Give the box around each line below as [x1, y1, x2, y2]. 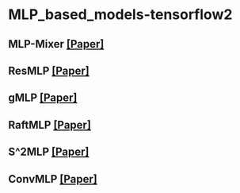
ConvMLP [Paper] [8, 172, 97, 186]
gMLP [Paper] [8, 91, 78, 105]
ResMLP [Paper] [8, 64, 90, 77]
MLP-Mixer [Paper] [8, 37, 105, 51]
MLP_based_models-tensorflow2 [8, 6, 233, 24]
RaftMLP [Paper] [8, 118, 91, 132]
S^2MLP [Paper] [8, 145, 90, 159]
